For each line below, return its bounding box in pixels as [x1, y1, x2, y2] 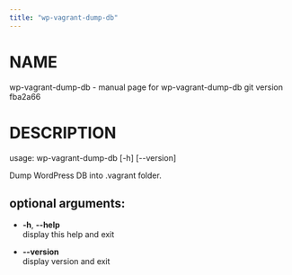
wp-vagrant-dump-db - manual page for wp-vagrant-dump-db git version [9, 82, 283, 93]
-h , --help [22, 219, 60, 230]
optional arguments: [9, 195, 126, 211]
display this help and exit [22, 229, 115, 240]
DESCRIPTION [9, 122, 117, 143]
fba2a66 [9, 91, 41, 102]
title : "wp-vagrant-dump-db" [9, 13, 119, 22]
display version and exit [22, 256, 111, 267]
